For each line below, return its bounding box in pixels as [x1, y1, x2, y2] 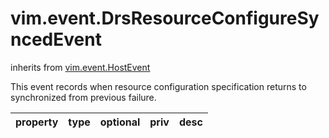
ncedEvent [10, 28, 102, 51]
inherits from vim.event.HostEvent [10, 61, 151, 73]
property [15, 115, 59, 129]
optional [99, 115, 141, 129]
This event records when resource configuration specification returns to [10, 80, 307, 92]
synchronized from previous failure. [10, 91, 157, 103]
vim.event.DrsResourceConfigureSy [10, 7, 320, 30]
